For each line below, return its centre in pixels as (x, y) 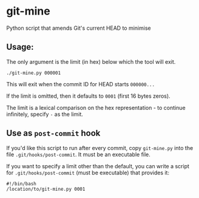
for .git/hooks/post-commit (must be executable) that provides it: (88, 172)
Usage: (20, 47)
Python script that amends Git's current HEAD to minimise (79, 28)
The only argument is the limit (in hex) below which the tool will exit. (91, 61)
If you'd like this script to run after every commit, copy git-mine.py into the (100, 148)
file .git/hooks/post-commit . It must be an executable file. (78, 154)
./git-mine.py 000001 (34, 73)
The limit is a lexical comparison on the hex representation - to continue (96, 108)
